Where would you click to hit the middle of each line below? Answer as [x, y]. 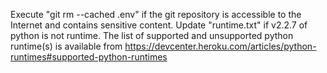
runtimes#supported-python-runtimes [89, 57]
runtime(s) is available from [66, 46]
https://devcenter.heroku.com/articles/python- [220, 46]
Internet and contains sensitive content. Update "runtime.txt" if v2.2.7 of [159, 25]
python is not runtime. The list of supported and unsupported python [152, 35]
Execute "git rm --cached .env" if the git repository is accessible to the [156, 14]
